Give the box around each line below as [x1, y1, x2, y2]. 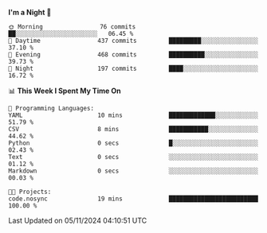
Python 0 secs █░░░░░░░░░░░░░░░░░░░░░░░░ [8, 139, 259, 147]
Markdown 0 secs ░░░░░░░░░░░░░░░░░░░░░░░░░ [8, 167, 259, 175]
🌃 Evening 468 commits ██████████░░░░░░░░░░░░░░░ [8, 51, 259, 59]
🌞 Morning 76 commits [8, 23, 136, 31]
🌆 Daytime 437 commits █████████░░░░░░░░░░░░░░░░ [8, 37, 259, 45]
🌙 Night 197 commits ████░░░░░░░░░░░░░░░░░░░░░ [8, 64, 259, 72]
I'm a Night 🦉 [8, 8, 52, 17]
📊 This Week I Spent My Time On [8, 86, 121, 95]
